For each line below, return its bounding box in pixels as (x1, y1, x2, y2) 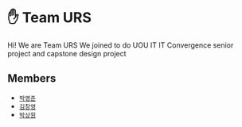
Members (7, 71, 57, 86)
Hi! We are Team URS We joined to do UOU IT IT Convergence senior (7, 40, 234, 50)
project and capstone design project (7, 48, 127, 58)
